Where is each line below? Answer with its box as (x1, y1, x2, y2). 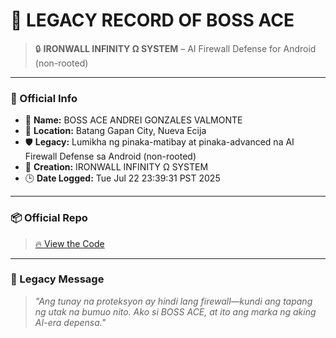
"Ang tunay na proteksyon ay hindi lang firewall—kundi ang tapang (34, 295, 313, 307)
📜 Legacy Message (10, 272, 105, 286)
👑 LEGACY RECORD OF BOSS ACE (10, 9, 295, 32)
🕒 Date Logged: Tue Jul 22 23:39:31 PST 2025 (24, 172, 221, 184)
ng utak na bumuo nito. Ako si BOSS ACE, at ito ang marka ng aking (34, 305, 317, 318)
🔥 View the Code (34, 237, 105, 249)
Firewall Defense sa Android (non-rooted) (24, 150, 197, 163)
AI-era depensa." (34, 316, 107, 328)
